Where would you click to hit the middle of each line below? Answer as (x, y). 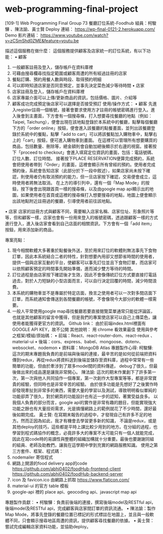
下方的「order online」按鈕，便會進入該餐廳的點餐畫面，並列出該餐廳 (81, 128)
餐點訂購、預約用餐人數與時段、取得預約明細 (57, 79)
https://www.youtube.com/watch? (74, 35)
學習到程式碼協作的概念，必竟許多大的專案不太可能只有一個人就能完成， (84, 433)
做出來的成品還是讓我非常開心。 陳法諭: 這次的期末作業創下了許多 (82, 372)
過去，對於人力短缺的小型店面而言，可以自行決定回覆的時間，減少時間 (82, 280)
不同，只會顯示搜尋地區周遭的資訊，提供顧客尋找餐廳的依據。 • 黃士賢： (81, 520)
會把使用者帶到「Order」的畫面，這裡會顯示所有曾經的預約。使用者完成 (84, 165)
